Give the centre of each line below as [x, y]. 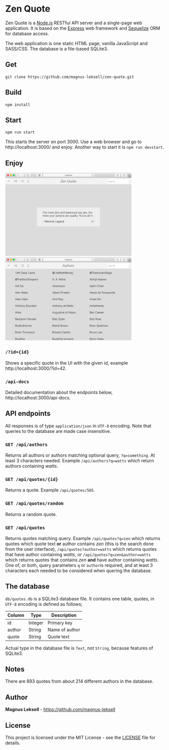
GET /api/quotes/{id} [32, 479]
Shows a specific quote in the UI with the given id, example [67, 363]
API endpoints [28, 413]
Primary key [60, 623]
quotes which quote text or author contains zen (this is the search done [79, 544]
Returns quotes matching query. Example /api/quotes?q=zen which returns [83, 538]
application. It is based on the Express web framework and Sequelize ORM [83, 28]
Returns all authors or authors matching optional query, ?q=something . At [80, 455]
